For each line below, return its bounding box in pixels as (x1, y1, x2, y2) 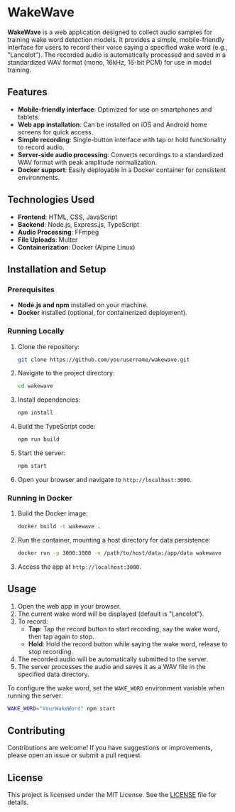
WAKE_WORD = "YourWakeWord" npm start (7, 705, 116, 712)
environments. (17, 173, 60, 181)
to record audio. (17, 143, 65, 151)
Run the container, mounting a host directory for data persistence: (17, 536, 211, 545)
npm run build (17, 436, 60, 443)
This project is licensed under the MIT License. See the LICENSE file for (7, 791, 217, 799)
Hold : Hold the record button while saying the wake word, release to (28, 639, 229, 648)
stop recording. (28, 647, 73, 656)
